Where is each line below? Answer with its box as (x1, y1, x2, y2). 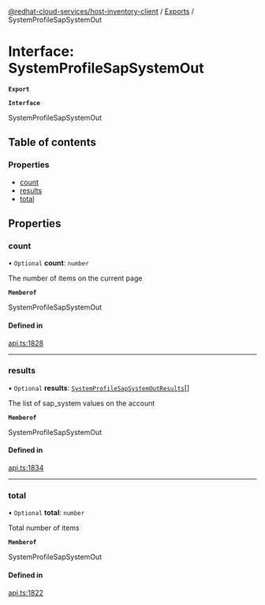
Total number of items (8, 523, 80, 533)
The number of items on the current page (8, 273, 143, 283)
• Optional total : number (8, 508, 85, 518)
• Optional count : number (8, 258, 89, 268)
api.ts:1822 (8, 588, 44, 597)
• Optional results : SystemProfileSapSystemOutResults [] (8, 383, 190, 392)
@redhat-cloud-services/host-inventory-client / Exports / (8, 7, 195, 16)
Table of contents (8, 135, 96, 149)
